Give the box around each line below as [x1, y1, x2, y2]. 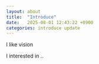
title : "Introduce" [6, 14, 57, 20]
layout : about [6, 8, 41, 15]
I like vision [6, 41, 34, 48]
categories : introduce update [6, 25, 81, 31]
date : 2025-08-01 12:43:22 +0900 [6, 19, 94, 25]
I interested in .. [6, 52, 44, 59]
